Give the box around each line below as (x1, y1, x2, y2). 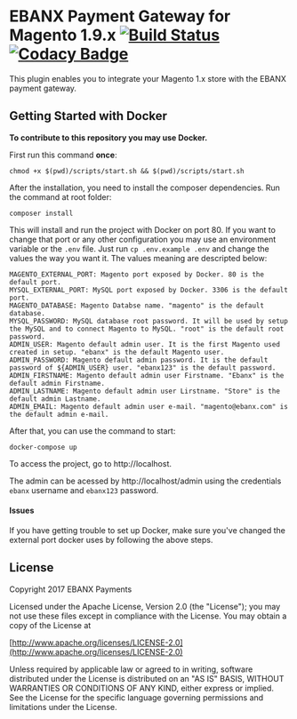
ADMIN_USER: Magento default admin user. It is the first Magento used (9, 340, 280, 348)
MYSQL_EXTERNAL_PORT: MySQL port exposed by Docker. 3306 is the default (9, 285, 289, 294)
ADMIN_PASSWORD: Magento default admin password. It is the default (9, 356, 269, 364)
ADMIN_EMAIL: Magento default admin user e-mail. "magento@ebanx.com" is (9, 402, 289, 411)
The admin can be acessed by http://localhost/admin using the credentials (9, 475, 282, 486)
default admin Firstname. (9, 379, 105, 387)
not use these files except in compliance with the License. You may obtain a (9, 611, 287, 621)
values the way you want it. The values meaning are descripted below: (9, 252, 268, 263)
